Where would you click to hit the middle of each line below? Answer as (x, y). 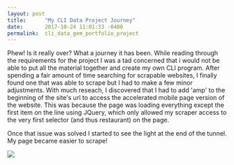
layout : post (26, 14)
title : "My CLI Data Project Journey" (72, 20)
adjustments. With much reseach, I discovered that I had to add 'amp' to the (116, 90)
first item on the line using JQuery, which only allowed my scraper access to (117, 113)
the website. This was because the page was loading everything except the (116, 105)
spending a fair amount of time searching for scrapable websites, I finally (112, 76)
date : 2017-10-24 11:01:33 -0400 (65, 27)
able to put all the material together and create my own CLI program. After (114, 68)
